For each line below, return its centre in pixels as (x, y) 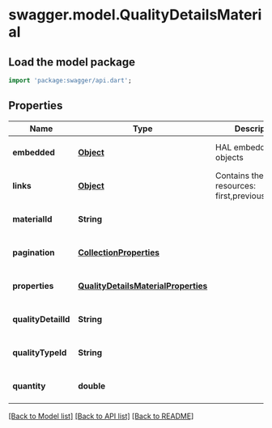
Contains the (240, 176)
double (92, 386)
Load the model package (72, 62)
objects (230, 157)
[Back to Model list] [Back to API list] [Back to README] (101, 416)
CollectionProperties (119, 252)
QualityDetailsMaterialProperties (143, 286)
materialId (32, 218)
